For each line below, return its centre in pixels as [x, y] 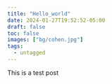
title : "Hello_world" [39, 14]
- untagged [30, 53]
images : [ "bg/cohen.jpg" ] [45, 40]
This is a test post [33, 72]
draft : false [26, 27]
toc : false [23, 33]
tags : [15, 46]
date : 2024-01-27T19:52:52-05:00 [56, 20]
